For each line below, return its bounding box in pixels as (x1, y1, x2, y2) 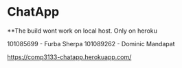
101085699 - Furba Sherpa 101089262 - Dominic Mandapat (7, 39, 175, 48)
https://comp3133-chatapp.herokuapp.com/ (7, 52, 132, 61)
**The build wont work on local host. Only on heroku (7, 27, 158, 35)
